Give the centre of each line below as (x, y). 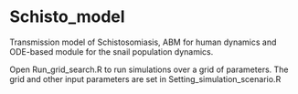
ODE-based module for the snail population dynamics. (112, 51)
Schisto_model (67, 17)
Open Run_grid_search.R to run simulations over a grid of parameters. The (149, 69)
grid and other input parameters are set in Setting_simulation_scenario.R (145, 78)
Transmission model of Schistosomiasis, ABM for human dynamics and (143, 42)
